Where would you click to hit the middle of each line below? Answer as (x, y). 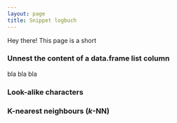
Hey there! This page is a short (52, 40)
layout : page (26, 14)
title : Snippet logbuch (42, 20)
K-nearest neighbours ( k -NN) (59, 111)
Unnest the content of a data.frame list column (88, 58)
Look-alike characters (45, 92)
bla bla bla (22, 74)
